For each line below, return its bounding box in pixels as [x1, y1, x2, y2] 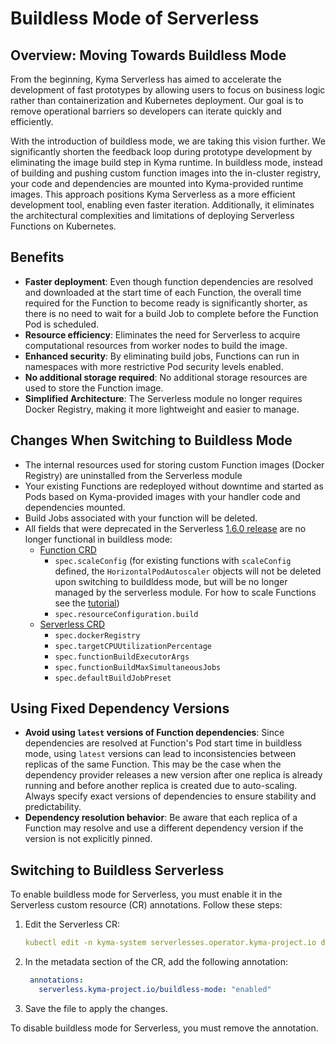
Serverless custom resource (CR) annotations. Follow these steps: [10, 899, 283, 911]
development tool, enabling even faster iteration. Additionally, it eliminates [10, 199, 315, 211]
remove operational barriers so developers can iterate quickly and [10, 105, 282, 117]
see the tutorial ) [54, 597, 120, 609]
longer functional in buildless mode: [24, 533, 173, 545]
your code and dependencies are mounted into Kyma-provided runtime [10, 178, 304, 189]
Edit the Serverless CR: [24, 918, 121, 931]
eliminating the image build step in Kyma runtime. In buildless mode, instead [10, 157, 323, 168]
